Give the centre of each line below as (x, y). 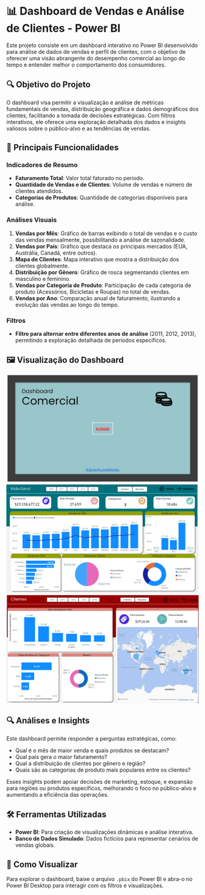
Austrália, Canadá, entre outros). (56, 253)
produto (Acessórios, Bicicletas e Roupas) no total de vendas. (93, 292)
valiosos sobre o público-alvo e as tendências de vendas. (79, 128)
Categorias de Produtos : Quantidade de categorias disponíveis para (101, 198)
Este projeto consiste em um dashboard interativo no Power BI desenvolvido (102, 45)
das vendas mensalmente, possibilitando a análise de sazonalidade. (100, 240)
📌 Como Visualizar (42, 864)
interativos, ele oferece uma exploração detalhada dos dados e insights (96, 121)
